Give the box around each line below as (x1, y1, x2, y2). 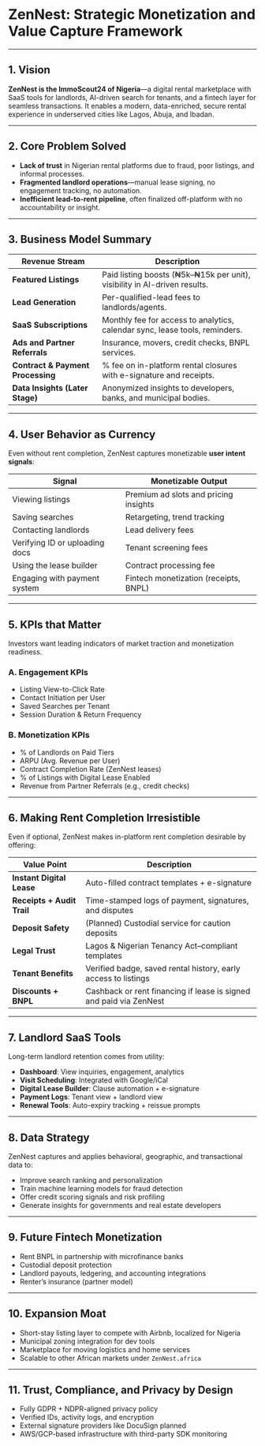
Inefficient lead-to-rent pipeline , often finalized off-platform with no (19, 194, 243, 203)
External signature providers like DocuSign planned (19, 1421, 187, 1430)
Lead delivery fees (125, 524, 195, 535)
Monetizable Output (151, 475, 228, 486)
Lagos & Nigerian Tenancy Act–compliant (85, 941, 238, 952)
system (12, 583, 39, 594)
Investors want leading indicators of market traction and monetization (8, 639, 234, 648)
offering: (8, 840, 36, 850)
